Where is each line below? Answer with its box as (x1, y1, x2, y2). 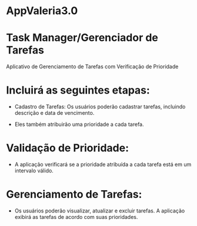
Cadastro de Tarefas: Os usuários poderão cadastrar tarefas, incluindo (14, 103, 186, 110)
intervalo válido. (14, 167, 54, 174)
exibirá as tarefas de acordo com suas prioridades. (14, 213, 138, 220)
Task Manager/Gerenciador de (6, 31, 159, 45)
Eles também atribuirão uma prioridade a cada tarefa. (14, 121, 144, 128)
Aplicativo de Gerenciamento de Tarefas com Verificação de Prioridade (6, 63, 179, 70)
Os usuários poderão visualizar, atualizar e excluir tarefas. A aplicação (14, 207, 185, 214)
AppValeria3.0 (6, 4, 78, 18)
